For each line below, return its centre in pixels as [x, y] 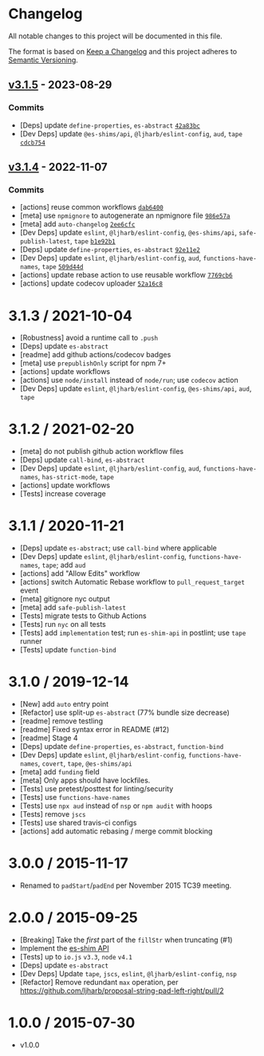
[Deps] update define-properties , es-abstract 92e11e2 [110, 250]
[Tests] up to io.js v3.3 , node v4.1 [76, 956]
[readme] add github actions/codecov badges [95, 355]
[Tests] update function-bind [68, 650]
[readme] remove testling [61, 721]
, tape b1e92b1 [93, 241]
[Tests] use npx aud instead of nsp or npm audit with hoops [116, 806]
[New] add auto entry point [64, 704]
